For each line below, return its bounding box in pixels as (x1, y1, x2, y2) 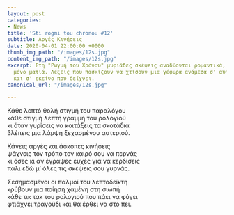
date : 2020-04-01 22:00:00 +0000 (7, 42, 104, 49)
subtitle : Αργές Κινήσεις (7, 36, 82, 43)
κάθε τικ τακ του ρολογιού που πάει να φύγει (7, 193, 138, 201)
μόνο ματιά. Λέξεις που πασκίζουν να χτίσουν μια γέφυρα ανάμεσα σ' (13, 68, 217, 75)
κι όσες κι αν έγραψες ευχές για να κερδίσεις (7, 157, 141, 166)
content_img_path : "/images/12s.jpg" (7, 56, 117, 63)
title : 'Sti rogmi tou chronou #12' (7, 29, 114, 37)
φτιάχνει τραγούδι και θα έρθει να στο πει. (7, 200, 132, 209)
